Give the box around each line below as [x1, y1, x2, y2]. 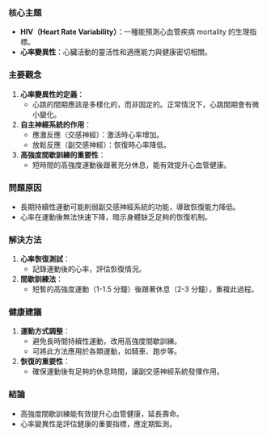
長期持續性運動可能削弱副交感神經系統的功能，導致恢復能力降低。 [19, 202, 240, 212]
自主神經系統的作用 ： [19, 119, 91, 129]
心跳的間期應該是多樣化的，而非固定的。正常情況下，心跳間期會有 [32, 99, 252, 109]
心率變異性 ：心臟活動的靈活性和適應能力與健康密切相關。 [19, 47, 212, 57]
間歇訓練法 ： [19, 275, 63, 284]
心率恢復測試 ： [19, 254, 70, 264]
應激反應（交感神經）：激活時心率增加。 [32, 129, 164, 139]
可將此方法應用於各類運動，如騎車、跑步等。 [32, 346, 182, 356]
